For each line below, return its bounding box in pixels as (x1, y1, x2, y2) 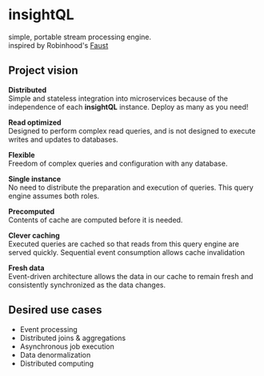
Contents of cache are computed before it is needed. (8, 214, 183, 225)
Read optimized (8, 118, 62, 127)
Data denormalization (19, 350, 91, 359)
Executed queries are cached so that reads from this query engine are (8, 238, 240, 249)
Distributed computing (19, 358, 94, 368)
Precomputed (8, 206, 55, 216)
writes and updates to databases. (8, 134, 118, 144)
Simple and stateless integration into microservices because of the (8, 94, 229, 103)
